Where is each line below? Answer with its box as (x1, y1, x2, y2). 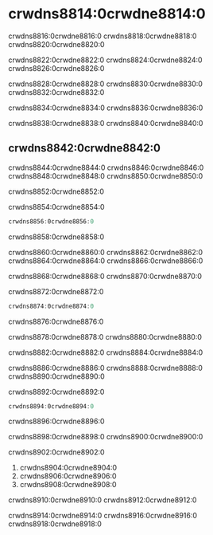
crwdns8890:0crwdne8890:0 (8, 372, 105, 381)
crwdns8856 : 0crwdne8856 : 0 (8, 217, 94, 226)
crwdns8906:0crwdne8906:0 (19, 471, 117, 481)
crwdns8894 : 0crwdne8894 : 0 (8, 402, 94, 411)
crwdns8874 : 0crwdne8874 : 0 (8, 302, 94, 310)
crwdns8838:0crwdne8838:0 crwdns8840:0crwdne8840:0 (8, 118, 203, 128)
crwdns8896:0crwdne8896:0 (8, 416, 105, 427)
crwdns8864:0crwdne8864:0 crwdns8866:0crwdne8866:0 (8, 256, 203, 266)
